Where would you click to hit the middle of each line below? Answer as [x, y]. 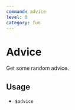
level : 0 [17, 17]
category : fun [24, 22]
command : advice [26, 12]
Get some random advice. [37, 68]
